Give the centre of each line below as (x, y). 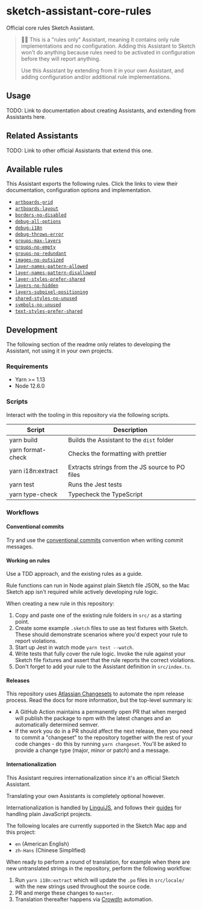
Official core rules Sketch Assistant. (50, 28)
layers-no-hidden (37, 286)
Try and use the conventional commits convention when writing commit (95, 540)
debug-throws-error (39, 234)
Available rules (35, 169)
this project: (21, 832)
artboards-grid (34, 203)
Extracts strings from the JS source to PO (127, 467)
